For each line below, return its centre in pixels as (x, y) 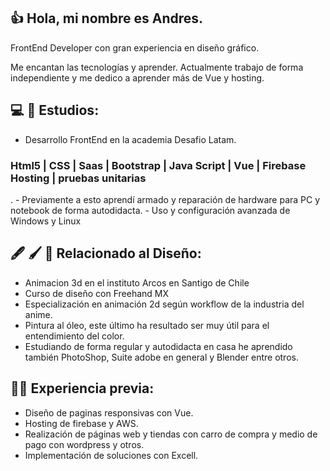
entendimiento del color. (74, 336)
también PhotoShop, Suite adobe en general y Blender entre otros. (161, 357)
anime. (38, 314)
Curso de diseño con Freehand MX (97, 293)
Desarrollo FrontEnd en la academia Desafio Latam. (130, 139)
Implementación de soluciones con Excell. (111, 455)
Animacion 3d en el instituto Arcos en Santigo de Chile (137, 282)
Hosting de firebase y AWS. (81, 423)
